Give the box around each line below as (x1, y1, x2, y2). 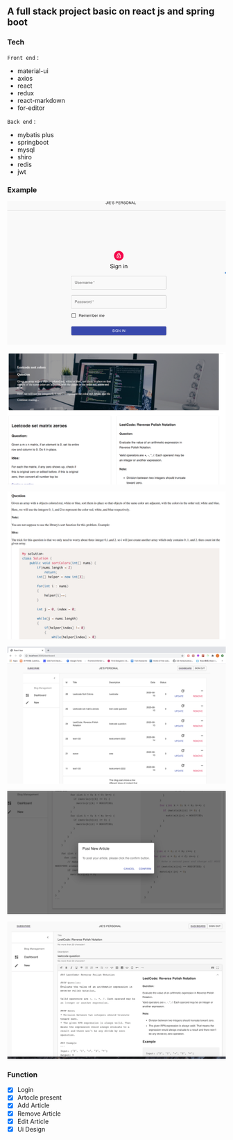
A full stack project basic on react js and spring (7, 6, 215, 17)
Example (7, 184, 37, 194)
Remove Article (17, 1109, 61, 1118)
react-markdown (17, 96, 66, 104)
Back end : (7, 117, 36, 125)
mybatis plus (17, 130, 54, 138)
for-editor (17, 104, 45, 112)
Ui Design (17, 1125, 46, 1133)
